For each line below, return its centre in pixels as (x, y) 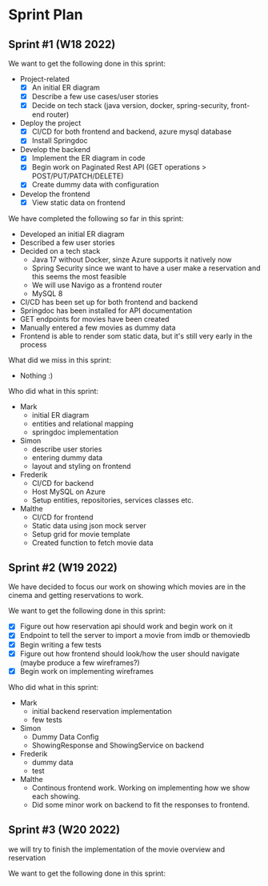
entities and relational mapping (82, 423)
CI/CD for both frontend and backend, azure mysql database (132, 132)
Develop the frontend (55, 194)
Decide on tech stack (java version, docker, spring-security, (130, 106)
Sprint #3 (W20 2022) (64, 830)
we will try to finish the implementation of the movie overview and (117, 849)
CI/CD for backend (63, 483)
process (33, 344)
